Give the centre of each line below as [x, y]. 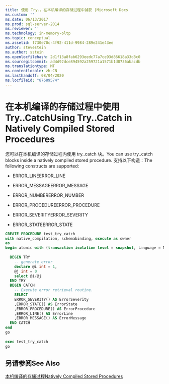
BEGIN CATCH [22, 286]
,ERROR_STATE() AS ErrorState [46, 304]
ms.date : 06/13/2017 [27, 19]
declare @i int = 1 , [36, 266]
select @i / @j [28, 276]
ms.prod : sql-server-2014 [32, 24]
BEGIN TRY [20, 257]
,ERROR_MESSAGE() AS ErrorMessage [50, 318]
